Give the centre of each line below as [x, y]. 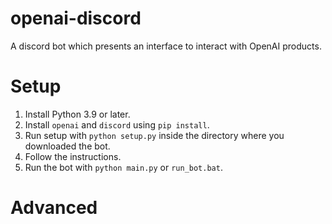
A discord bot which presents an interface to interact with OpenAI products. [166, 46]
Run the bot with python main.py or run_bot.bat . [123, 167]
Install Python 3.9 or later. [77, 114]
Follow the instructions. [73, 156]
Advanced [54, 208]
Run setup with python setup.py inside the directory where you [154, 135]
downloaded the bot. [67, 146]
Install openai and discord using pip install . [117, 124]
